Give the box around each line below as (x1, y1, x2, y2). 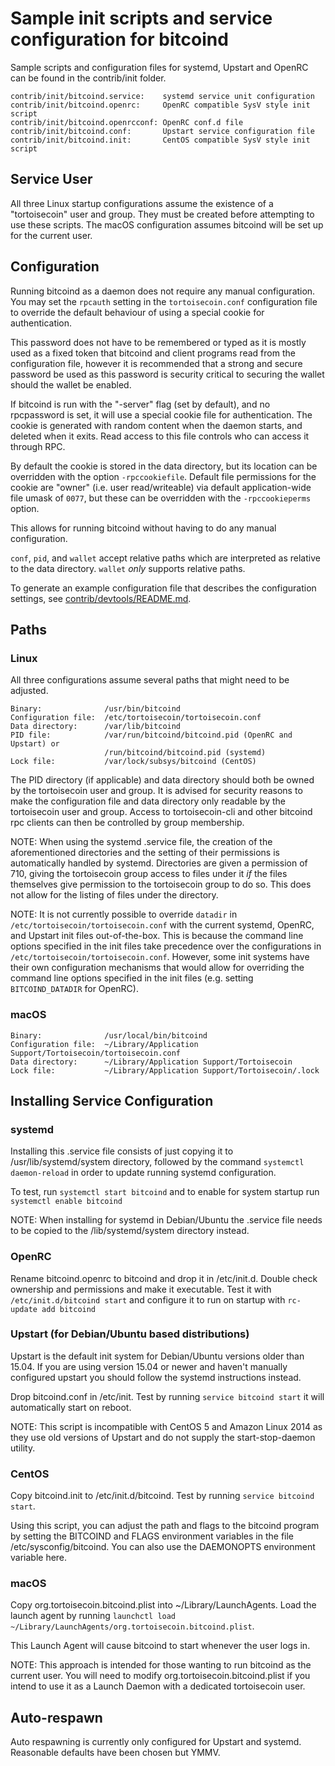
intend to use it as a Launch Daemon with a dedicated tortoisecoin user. (10, 1680, 306, 1692)
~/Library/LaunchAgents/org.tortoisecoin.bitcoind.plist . (10, 1620, 255, 1632)
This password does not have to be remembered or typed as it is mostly (10, 336, 307, 348)
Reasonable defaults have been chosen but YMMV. (10, 1747, 221, 1759)
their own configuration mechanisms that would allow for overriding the (10, 962, 305, 974)
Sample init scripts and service (10, 7, 273, 30)
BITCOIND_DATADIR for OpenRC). (10, 983, 139, 995)
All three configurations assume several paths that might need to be (10, 674, 290, 686)
